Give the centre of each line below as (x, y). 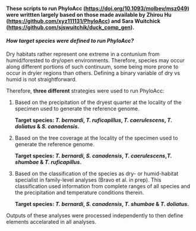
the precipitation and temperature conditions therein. (79, 192)
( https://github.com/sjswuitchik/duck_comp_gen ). (70, 27)
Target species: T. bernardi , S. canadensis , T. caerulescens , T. (93, 156)
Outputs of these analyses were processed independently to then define (95, 215)
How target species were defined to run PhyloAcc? (70, 41)
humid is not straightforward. (42, 79)
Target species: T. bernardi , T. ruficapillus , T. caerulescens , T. (93, 120)
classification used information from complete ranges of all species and (102, 186)
